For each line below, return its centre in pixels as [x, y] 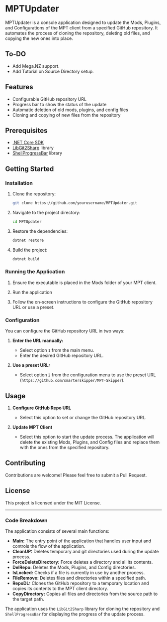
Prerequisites [26, 130]
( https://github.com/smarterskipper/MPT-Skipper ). [72, 380]
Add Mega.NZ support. [36, 66]
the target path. [28, 599]
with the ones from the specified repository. [65, 447]
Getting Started [30, 169]
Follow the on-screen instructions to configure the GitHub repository [83, 302]
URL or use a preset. [33, 307]
